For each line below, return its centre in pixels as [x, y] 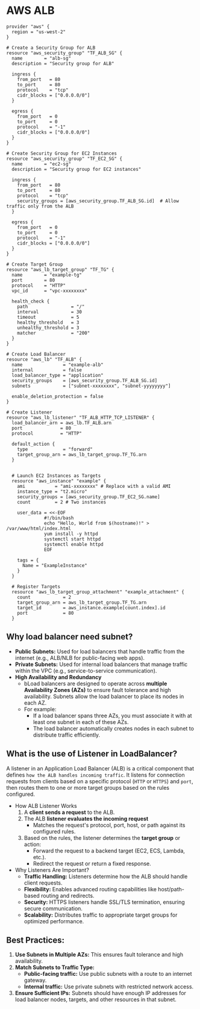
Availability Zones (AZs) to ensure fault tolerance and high [98, 690]
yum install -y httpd [71, 534]
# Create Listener [29, 412]
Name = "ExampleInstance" [55, 565]
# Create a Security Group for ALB [51, 48]
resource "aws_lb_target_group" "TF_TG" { [60, 269]
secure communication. [53, 908]
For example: [40, 709]
